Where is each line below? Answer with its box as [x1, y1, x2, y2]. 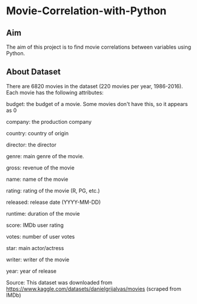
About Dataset [6, 67, 61, 77]
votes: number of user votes [6, 233, 75, 240]
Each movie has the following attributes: [6, 89, 104, 96]
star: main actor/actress [6, 244, 64, 251]
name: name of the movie [6, 175, 69, 183]
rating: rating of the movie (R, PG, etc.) [6, 187, 101, 194]
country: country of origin [6, 129, 69, 137]
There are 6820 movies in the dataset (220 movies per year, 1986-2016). [6, 82, 183, 89]
